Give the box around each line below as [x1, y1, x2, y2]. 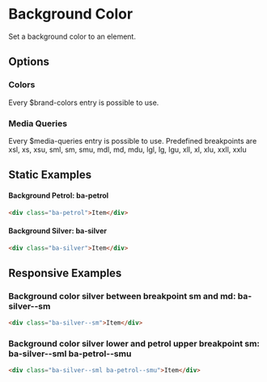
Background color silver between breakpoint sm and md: [8, 290, 236, 301]
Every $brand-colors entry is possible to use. [8, 98, 159, 107]
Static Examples [8, 168, 91, 182]
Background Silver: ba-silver [8, 225, 108, 235]
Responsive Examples [8, 266, 122, 279]
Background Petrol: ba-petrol [8, 191, 109, 200]
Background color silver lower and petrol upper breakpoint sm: [8, 338, 261, 349]
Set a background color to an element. [8, 31, 136, 41]
